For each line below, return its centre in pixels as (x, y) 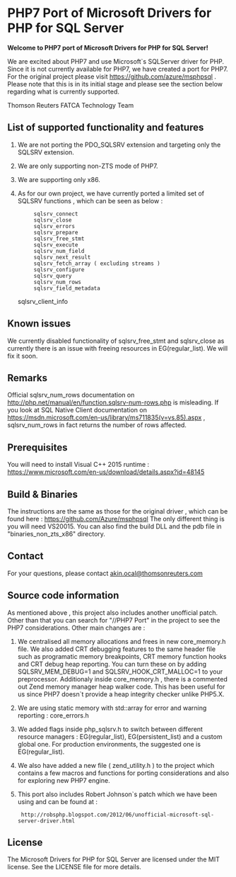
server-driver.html (46, 821)
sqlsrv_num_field (59, 251)
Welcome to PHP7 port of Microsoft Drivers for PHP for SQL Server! (108, 47)
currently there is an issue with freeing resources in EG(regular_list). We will (118, 348)
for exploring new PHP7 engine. (64, 780)
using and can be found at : (57, 801)
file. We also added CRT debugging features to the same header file (117, 649)
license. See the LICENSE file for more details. (74, 867)
